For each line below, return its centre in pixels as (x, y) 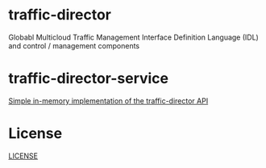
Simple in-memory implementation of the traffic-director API (108, 101)
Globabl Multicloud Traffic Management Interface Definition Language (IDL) (134, 37)
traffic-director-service (89, 79)
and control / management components (74, 45)
